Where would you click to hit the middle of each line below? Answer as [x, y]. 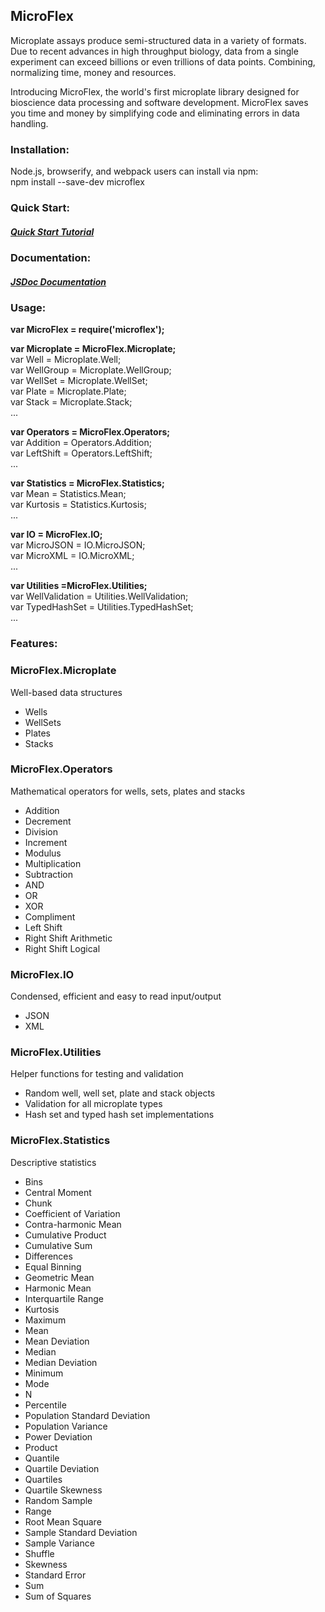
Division [41, 831]
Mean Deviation [57, 1341]
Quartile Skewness [63, 1490]
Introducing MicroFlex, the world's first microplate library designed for [155, 91]
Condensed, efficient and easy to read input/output [116, 996]
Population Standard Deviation [87, 1415]
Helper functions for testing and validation [97, 1074]
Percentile [45, 1405]
